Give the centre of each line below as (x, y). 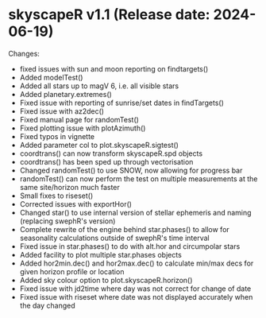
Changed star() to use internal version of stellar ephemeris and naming (135, 212)
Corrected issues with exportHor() (76, 204)
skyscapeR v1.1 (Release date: (109, 15)
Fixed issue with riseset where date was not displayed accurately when (136, 297)
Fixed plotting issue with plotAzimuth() (83, 128)
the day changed (47, 305)
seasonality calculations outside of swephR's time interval (114, 238)
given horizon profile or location (72, 271)
